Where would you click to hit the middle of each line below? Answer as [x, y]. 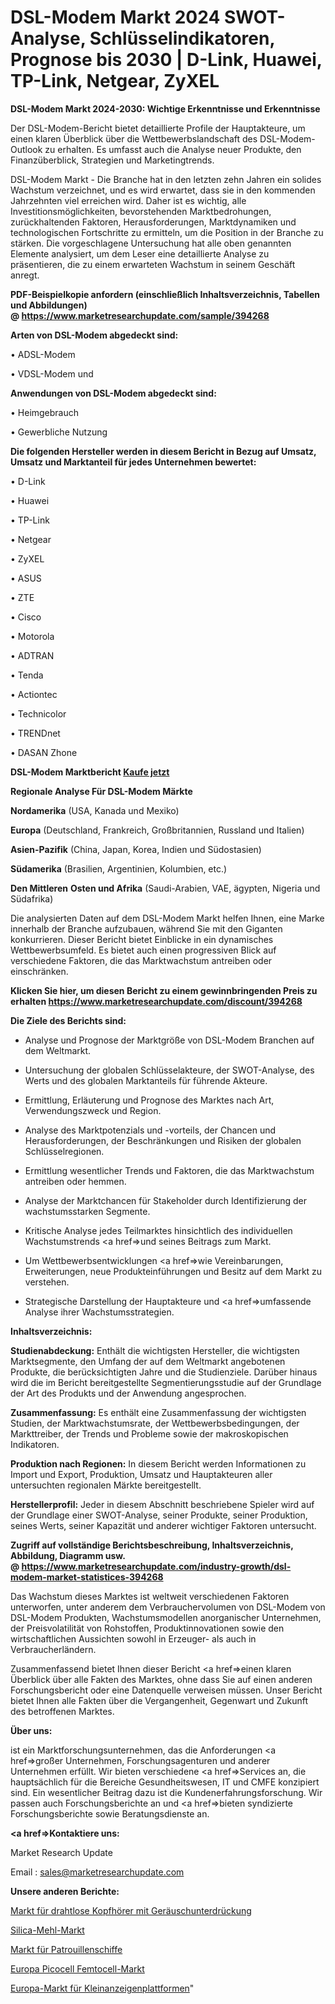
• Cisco [26, 617]
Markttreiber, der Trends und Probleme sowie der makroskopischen [149, 1433]
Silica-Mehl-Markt [47, 1930]
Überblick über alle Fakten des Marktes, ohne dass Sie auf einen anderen [161, 1679]
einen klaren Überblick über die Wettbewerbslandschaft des [134, 138]
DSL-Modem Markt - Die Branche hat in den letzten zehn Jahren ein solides [166, 179]
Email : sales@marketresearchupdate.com [97, 1872]
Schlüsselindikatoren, [182, 38]
